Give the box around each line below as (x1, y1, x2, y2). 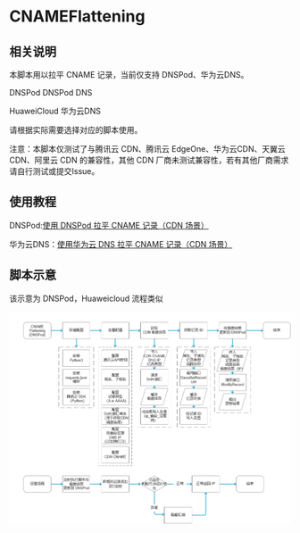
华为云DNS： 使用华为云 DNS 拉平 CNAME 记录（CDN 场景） (9, 238, 233, 249)
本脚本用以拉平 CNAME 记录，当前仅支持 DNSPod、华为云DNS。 (9, 70, 249, 79)
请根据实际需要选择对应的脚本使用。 (9, 125, 143, 135)
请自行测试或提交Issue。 (9, 166, 100, 176)
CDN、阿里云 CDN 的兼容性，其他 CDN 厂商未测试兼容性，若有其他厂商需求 (9, 154, 289, 165)
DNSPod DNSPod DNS (9, 87, 93, 97)
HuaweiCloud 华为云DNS (9, 105, 101, 116)
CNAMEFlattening (9, 6, 146, 27)
